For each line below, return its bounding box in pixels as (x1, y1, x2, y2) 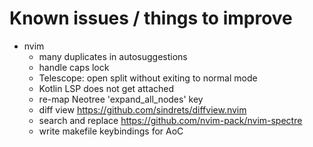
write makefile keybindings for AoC (38, 125, 184, 137)
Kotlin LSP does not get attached (38, 82, 175, 94)
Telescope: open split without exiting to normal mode (38, 72, 258, 84)
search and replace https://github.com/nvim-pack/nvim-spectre (38, 114, 303, 126)
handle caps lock (38, 61, 110, 73)
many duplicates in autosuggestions (38, 50, 188, 62)
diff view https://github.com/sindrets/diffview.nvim (38, 103, 247, 116)
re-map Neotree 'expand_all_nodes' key (38, 93, 204, 105)
